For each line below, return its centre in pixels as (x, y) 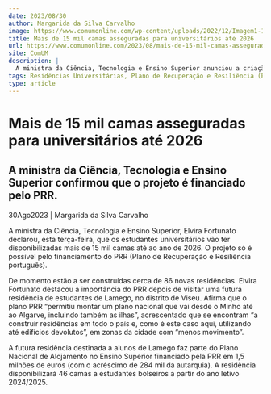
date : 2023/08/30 (38, 16)
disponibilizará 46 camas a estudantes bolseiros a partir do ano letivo (124, 373)
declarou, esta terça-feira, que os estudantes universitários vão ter (119, 239)
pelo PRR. (33, 196)
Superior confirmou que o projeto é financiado (127, 183)
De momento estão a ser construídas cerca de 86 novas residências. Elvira (133, 280)
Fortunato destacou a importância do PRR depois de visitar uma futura (125, 289)
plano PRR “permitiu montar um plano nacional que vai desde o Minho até (131, 306)
